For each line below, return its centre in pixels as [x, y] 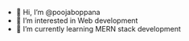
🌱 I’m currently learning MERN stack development [98, 29]
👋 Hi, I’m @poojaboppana [58, 12]
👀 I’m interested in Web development [77, 20]
